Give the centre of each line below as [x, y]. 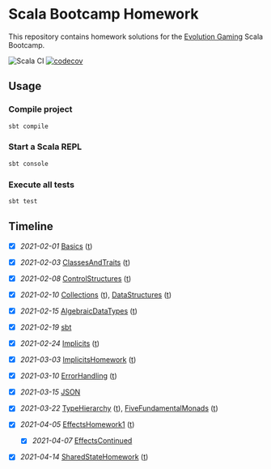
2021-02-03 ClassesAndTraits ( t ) [75, 262]
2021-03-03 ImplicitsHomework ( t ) [78, 360]
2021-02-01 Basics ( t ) [56, 246]
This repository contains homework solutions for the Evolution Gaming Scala [136, 36]
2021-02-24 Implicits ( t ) [59, 343]
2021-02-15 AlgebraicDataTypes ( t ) [78, 311]
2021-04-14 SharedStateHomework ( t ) [84, 457]
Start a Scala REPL [45, 147]
